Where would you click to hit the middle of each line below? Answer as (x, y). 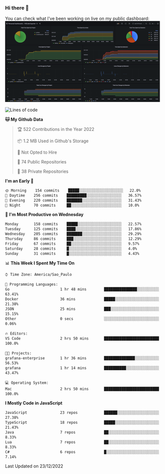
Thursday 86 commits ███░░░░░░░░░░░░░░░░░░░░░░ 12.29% (73, 239)
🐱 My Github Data (24, 119)
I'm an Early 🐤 (19, 181)
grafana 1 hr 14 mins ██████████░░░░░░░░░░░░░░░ (82, 368)
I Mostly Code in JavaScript (34, 403)
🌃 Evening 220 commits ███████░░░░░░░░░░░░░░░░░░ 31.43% (73, 200)
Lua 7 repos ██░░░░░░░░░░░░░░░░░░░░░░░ (82, 442)
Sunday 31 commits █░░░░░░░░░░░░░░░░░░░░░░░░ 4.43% (72, 253)
